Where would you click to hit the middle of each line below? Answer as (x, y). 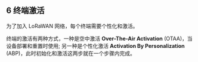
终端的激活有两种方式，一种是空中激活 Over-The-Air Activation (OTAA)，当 (99, 38)
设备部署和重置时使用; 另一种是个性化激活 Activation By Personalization (95, 45)
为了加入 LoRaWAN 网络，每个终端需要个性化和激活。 (72, 26)
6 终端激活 (25, 11)
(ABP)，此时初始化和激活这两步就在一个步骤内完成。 (71, 53)
